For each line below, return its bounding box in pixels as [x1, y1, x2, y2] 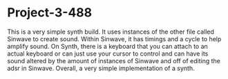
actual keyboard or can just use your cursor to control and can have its [7, 49, 209, 58]
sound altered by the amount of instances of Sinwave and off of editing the [7, 56, 221, 65]
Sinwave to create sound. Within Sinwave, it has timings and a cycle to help [7, 34, 222, 43]
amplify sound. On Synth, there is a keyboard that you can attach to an [7, 42, 209, 50]
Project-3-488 [7, 5, 93, 21]
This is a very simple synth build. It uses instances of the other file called [7, 27, 214, 36]
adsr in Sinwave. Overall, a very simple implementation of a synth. [7, 64, 195, 72]
